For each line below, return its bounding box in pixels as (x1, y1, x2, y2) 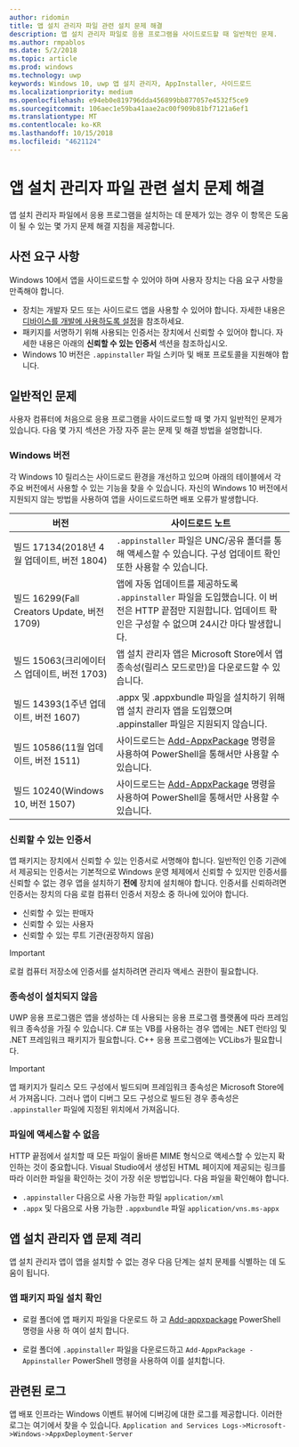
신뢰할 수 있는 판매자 (21, 907, 94, 918)
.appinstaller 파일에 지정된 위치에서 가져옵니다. (9, 1104, 181, 1115)
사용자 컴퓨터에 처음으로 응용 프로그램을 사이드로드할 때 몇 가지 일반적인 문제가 (9, 414, 283, 424)
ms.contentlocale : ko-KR (9, 121, 101, 130)
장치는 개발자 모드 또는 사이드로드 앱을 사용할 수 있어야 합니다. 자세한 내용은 (21, 304, 287, 315)
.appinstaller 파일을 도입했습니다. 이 (116, 591, 268, 603)
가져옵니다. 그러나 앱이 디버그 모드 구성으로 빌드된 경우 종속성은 (18, 1093, 239, 1103)
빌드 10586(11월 (13, 740, 85, 753)
